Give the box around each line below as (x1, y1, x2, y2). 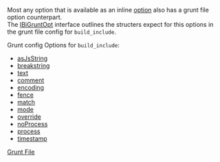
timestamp (16, 135, 47, 143)
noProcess (16, 120, 48, 128)
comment (16, 76, 45, 84)
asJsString (16, 54, 48, 62)
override (16, 113, 41, 121)
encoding (16, 84, 45, 91)
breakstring (16, 62, 50, 69)
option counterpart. (7, 13, 63, 21)
